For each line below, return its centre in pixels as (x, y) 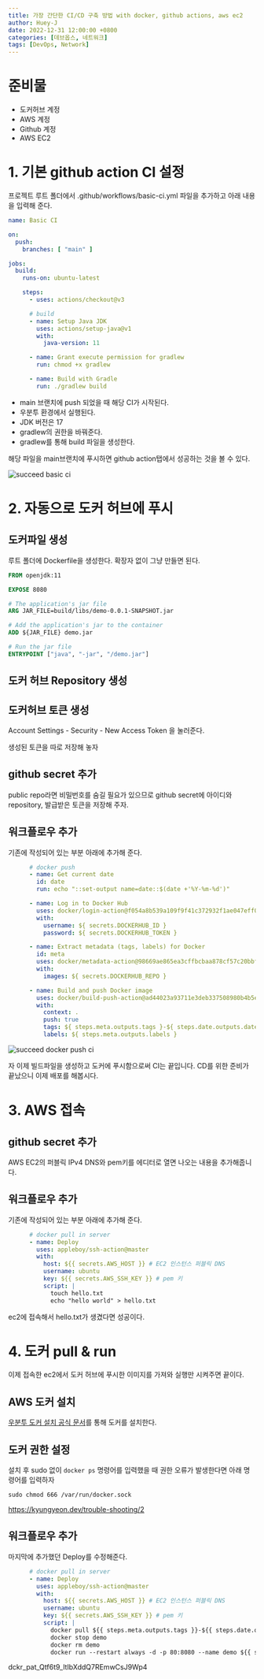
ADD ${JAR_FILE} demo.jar (50, 633)
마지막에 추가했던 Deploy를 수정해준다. (68, 1556)
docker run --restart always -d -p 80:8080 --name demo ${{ (150, 1652)
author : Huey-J (33, 23)
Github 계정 (38, 129)
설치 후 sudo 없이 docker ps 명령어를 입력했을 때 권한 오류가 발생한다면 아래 (125, 1470)
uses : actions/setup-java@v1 (84, 329)
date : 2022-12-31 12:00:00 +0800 (63, 30)
